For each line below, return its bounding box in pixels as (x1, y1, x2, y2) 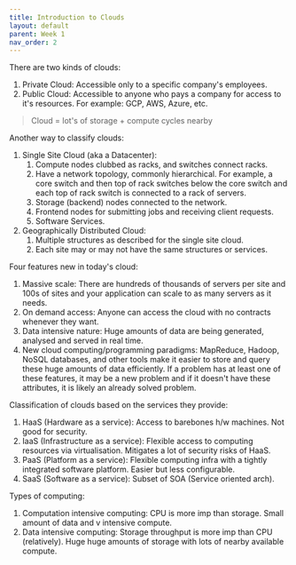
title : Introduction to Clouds (9, 12, 125, 22)
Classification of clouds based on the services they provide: (9, 400, 229, 410)
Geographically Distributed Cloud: (21, 226, 146, 236)
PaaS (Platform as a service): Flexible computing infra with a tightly (21, 455, 268, 466)
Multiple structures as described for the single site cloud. (35, 235, 244, 245)
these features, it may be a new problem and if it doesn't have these (21, 373, 271, 384)
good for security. (21, 426, 88, 437)
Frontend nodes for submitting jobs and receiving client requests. (35, 206, 275, 218)
